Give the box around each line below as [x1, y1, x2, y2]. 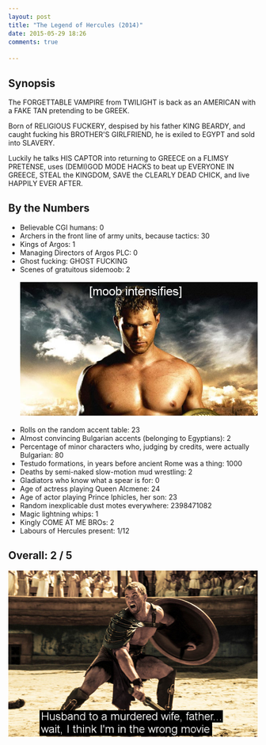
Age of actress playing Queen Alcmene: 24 [19, 484, 161, 493]
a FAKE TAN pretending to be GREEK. [8, 105, 130, 115]
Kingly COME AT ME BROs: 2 [19, 517, 115, 526]
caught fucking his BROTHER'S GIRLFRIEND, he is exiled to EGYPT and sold [8, 129, 256, 139]
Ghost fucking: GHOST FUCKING [19, 256, 128, 265]
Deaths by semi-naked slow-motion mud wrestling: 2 [19, 467, 193, 477]
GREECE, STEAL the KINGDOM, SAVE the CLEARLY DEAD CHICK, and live [8, 170, 250, 180]
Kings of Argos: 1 [19, 239, 76, 249]
